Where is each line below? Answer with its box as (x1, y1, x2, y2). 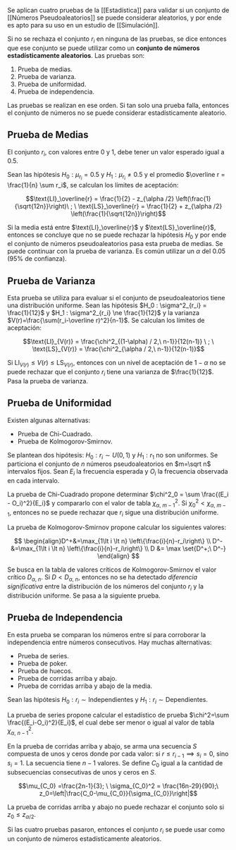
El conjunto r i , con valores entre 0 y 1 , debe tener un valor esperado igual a (7, 147, 225, 158)
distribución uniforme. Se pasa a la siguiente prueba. (7, 591, 161, 600)
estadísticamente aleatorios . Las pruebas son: (7, 51, 145, 59)
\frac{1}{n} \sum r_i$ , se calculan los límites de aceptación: (7, 180, 179, 189)
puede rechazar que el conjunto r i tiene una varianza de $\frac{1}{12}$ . (7, 367, 214, 378)
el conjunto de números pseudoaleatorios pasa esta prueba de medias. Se (7, 240, 223, 248)
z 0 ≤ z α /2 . (7, 810, 37, 820)
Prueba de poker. (17, 659, 68, 667)
